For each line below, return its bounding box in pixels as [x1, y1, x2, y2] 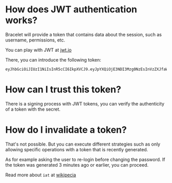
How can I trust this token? [5, 84, 121, 95]
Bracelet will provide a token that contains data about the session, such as [5, 31, 162, 37]
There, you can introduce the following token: [5, 56, 101, 63]
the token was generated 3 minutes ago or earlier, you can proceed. [5, 161, 149, 168]
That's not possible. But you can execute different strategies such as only [5, 141, 160, 147]
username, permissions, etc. [5, 37, 66, 43]
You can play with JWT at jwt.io [5, 47, 72, 53]
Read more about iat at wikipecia [5, 172, 76, 178]
